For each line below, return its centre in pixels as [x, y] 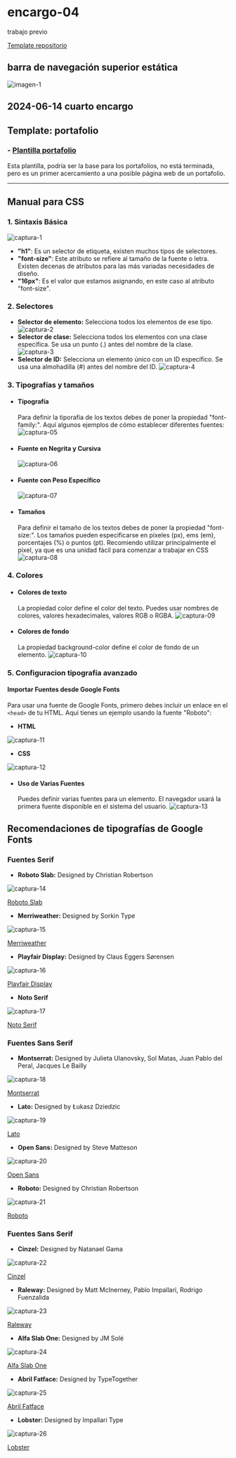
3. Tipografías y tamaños [51, 385]
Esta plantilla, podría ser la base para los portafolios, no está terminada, [111, 165]
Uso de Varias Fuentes [51, 783]
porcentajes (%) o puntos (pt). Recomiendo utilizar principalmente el [117, 542]
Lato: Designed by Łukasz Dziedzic [69, 1107]
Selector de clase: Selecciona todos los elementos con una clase [112, 337]
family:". [29, 424]
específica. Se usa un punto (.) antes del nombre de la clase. [105, 344]
